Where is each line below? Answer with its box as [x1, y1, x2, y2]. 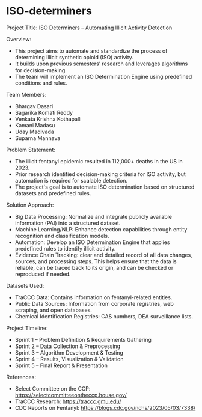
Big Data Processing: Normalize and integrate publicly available [14, 213, 173, 220]
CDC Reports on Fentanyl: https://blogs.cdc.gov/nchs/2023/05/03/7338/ [14, 404, 196, 411]
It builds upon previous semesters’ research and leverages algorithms [14, 60, 188, 67]
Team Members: [6, 91, 47, 98]
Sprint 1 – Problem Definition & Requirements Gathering [14, 336, 152, 343]
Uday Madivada [14, 128, 54, 135]
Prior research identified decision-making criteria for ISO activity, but [14, 170, 186, 178]
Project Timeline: [6, 324, 48, 332]
